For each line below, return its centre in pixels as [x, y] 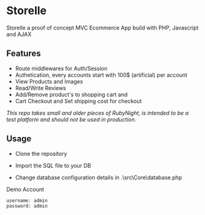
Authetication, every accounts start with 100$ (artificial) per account [101, 75]
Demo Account [25, 189]
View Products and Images [49, 81]
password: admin [27, 206]
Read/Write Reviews [40, 88]
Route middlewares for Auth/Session [61, 68]
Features [24, 54]
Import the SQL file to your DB [53, 165]
